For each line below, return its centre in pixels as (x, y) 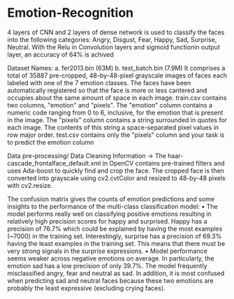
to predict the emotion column (51, 142)
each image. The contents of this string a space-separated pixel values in (113, 127)
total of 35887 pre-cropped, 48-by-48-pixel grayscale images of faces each (117, 75)
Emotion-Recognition (71, 13)
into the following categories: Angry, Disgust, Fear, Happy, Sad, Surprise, (112, 39)
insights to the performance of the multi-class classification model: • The (112, 206)
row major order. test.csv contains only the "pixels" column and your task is (116, 135)
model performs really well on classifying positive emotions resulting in (109, 214)
